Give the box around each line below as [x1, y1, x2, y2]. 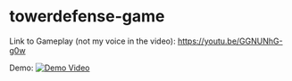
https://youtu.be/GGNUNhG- [177, 36, 283, 46]
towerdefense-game [9, 6, 165, 27]
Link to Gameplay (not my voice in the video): [9, 36, 176, 46]
